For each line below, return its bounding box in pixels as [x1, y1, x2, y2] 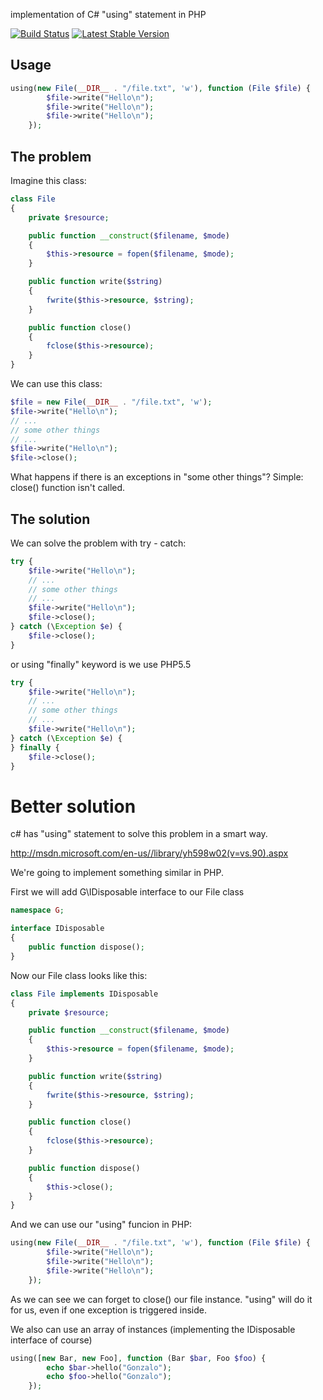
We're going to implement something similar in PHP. [10, 867, 224, 879]
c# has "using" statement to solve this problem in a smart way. [10, 828, 268, 840]
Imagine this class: [10, 175, 87, 186]
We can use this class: [10, 378, 103, 389]
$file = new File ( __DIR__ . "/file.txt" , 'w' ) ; [10, 397, 213, 407]
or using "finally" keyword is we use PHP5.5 [10, 658, 192, 670]
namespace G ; [10, 905, 65, 916]
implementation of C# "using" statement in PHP [10, 9, 207, 20]
